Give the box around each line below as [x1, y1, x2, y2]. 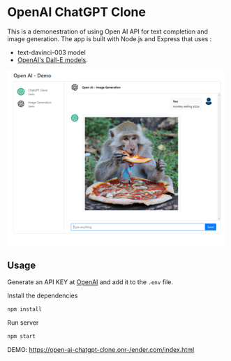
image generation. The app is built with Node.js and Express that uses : [7, 34, 212, 43]
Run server [7, 318, 39, 327]
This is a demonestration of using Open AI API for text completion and [7, 27, 208, 36]
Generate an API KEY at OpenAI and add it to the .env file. [7, 278, 173, 286]
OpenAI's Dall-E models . [17, 55, 89, 64]
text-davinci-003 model [17, 48, 86, 57]
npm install [7, 306, 42, 313]
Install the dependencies [7, 291, 78, 300]
